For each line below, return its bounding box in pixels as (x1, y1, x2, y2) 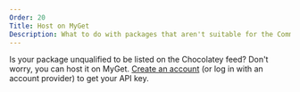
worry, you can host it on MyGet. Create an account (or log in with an (9, 63, 263, 74)
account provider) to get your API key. (9, 73, 149, 84)
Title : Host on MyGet (9, 21, 90, 30)
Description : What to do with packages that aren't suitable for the (9, 29, 274, 38)
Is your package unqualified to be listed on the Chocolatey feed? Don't (9, 54, 269, 65)
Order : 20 (9, 13, 46, 22)
